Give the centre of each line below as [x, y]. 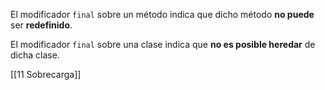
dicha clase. [35, 55]
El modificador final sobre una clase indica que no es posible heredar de [163, 44]
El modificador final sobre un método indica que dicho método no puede [162, 14]
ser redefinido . [41, 25]
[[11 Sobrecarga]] [46, 74]
